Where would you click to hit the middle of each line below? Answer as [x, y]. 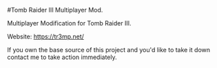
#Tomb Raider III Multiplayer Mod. [55, 10]
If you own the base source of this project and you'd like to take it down [109, 50]
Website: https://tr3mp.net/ [46, 36]
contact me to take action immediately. [62, 57]
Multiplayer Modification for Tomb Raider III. [70, 23]
